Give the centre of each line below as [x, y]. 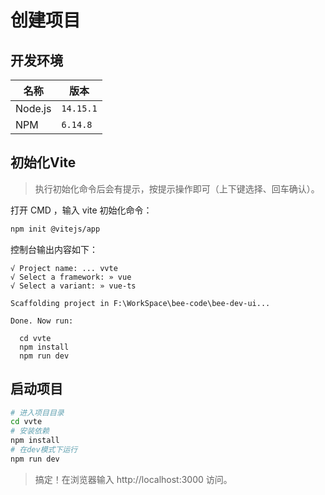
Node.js [33, 108]
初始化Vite [43, 162]
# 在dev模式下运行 [44, 450]
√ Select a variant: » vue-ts [73, 286]
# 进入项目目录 [37, 412]
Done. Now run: [42, 321]
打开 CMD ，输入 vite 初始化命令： [81, 210]
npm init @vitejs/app [55, 229]
